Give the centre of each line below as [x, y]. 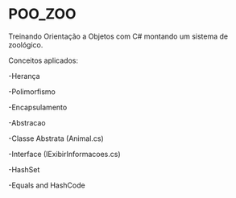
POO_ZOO [42, 14]
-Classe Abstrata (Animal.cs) [56, 138]
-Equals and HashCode [47, 185]
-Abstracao [27, 122]
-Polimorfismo [32, 91]
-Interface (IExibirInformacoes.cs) [64, 154]
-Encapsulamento [38, 107]
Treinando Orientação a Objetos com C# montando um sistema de [118, 36]
